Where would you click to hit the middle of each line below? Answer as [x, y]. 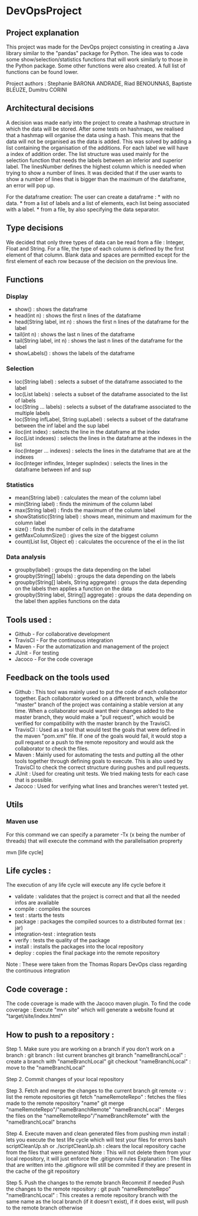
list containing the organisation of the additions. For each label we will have [97, 147]
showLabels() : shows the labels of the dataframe [75, 354]
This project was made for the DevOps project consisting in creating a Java [98, 47]
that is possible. [34, 780]
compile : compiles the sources [52, 909]
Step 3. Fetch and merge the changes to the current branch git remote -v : [96, 1090]
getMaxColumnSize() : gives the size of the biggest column [86, 535]
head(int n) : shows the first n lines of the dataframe [78, 316]
